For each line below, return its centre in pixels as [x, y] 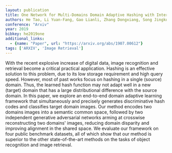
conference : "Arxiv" [27, 24]
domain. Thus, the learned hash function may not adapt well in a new [78, 85]
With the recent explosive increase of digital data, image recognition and [82, 63]
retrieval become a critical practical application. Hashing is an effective [80, 68]
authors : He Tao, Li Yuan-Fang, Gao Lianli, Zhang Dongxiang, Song [79, 20]
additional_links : [25, 39]
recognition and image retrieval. [39, 145]
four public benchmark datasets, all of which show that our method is [79, 133]
